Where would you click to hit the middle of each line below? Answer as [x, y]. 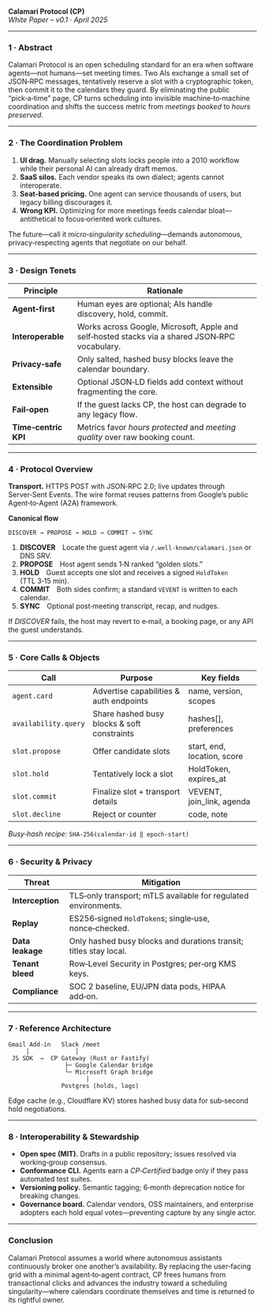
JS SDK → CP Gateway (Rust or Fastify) [80, 1059]
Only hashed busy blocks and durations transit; [156, 940]
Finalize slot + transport [136, 792]
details [105, 802]
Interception [35, 900]
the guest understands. [46, 630]
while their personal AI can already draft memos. [99, 168]
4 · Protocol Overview [50, 469]
